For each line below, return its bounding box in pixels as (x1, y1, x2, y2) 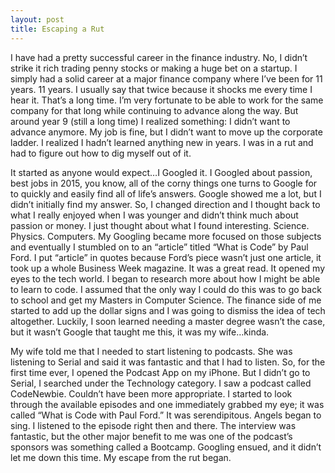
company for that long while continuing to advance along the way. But (10, 104, 299, 116)
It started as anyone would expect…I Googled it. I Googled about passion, (10, 166, 313, 178)
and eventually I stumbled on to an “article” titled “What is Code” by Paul (10, 241, 309, 253)
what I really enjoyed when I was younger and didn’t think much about (10, 209, 299, 221)
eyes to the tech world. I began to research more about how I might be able (10, 272, 321, 285)
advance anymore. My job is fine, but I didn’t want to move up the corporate (10, 126, 323, 138)
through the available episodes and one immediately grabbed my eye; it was (10, 398, 325, 410)
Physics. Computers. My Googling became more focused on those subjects (10, 230, 322, 242)
